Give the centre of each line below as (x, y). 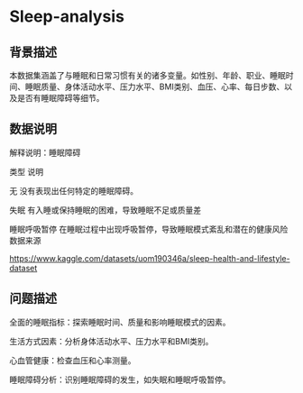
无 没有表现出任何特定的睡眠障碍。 (73, 190)
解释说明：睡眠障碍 (45, 152)
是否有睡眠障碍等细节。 (60, 98)
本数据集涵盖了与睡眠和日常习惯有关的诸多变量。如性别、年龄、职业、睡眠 (147, 75)
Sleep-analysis (67, 17)
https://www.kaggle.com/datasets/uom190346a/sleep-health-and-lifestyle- (150, 258)
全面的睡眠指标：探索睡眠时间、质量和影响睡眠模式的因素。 (120, 322)
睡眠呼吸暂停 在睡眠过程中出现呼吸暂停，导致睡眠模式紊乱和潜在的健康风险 (149, 229)
